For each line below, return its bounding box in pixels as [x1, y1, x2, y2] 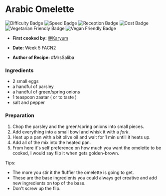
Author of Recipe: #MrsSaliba [12, 54, 75, 60]
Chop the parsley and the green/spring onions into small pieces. [12, 123, 145, 129]
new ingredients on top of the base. [12, 180, 86, 186]
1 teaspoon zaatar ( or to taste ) [12, 94, 77, 100]
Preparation [5, 112, 35, 119]
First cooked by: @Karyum [12, 35, 68, 41]
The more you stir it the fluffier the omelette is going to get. [12, 169, 134, 175]
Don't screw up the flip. [12, 185, 61, 191]
